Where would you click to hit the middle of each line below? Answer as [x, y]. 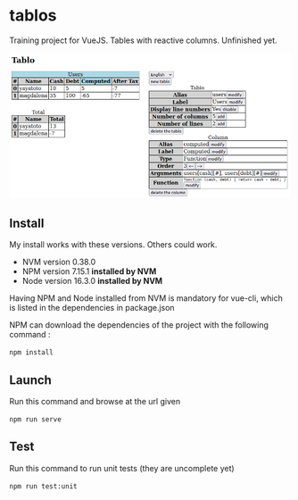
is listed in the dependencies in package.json [92, 308]
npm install [31, 353]
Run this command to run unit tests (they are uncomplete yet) [122, 468]
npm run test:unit [43, 486]
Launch [30, 380]
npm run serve [36, 420]
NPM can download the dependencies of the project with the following [139, 325]
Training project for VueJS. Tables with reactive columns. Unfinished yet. [144, 40]
